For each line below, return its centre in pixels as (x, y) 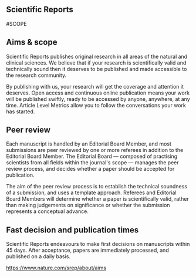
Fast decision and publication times (72, 230)
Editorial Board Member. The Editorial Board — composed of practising (92, 156)
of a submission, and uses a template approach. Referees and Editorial (92, 192)
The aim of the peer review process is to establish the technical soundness (97, 187)
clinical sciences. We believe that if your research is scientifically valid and (96, 63)
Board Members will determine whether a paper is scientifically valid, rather (97, 199)
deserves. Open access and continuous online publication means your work (98, 93)
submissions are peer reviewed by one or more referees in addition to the (95, 150)
